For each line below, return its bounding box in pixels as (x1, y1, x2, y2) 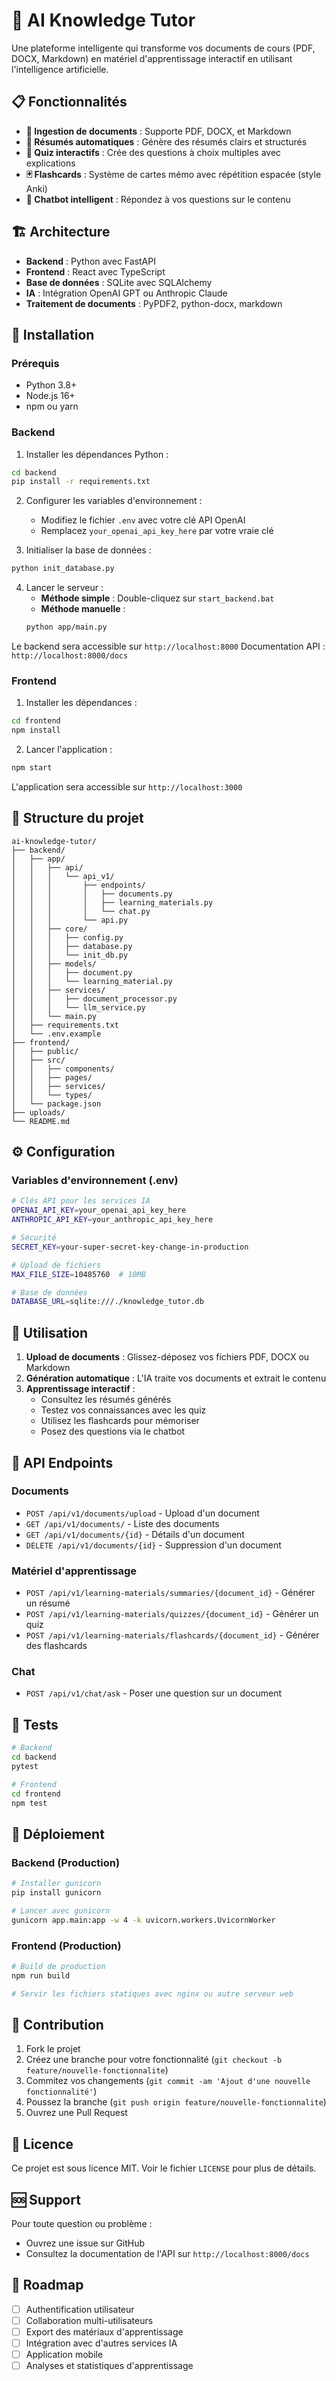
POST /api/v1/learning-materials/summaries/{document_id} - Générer (25, 1587, 316, 1599)
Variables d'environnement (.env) (11, 1174, 179, 1188)
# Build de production (11, 1961, 106, 1971)
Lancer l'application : (25, 744, 113, 756)
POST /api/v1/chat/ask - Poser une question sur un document (25, 1687, 282, 1699)
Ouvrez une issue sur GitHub (25, 2237, 146, 2249)
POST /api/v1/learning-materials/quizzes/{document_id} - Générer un (25, 1608, 319, 1620)
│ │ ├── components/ (11, 1064, 115, 1074)
